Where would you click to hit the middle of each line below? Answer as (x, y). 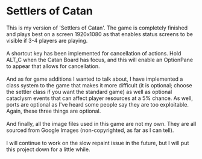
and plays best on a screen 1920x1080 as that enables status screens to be (99, 34)
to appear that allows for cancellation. (53, 66)
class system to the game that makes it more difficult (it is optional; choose (99, 85)
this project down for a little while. (48, 149)
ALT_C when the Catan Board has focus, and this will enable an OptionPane (100, 60)
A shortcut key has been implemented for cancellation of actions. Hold (94, 53)
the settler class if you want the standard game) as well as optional (89, 92)
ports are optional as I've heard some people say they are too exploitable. (97, 104)
